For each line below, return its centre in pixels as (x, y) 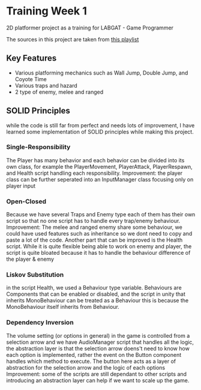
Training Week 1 (46, 11)
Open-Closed (26, 201)
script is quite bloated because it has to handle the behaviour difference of (98, 253)
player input (21, 186)
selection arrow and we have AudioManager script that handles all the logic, (100, 342)
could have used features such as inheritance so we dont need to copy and (99, 234)
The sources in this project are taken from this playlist (73, 39)
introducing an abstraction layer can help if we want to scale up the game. (98, 380)
